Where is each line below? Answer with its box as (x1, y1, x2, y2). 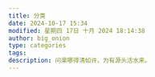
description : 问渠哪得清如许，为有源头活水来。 (8, 57, 151, 65)
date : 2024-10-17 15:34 (8, 19, 88, 27)
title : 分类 (8, 11, 46, 20)
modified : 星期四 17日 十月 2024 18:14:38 (8, 26, 145, 34)
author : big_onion (8, 34, 70, 43)
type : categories (8, 42, 67, 50)
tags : (8, 49, 27, 57)
